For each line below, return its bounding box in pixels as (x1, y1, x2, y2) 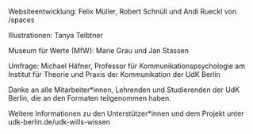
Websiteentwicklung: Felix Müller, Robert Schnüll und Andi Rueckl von (8, 7, 236, 16)
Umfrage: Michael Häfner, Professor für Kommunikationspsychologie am (8, 61, 246, 71)
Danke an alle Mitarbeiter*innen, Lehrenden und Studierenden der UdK (8, 85, 240, 94)
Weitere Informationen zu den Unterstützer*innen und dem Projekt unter (8, 109, 244, 118)
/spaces (8, 15, 35, 25)
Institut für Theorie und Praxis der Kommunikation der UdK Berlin (8, 70, 220, 78)
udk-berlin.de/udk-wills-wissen (8, 117, 111, 126)
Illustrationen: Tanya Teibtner (8, 31, 103, 40)
